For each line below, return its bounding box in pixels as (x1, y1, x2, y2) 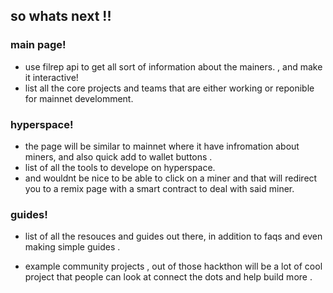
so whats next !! (10, 8, 112, 25)
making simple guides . (24, 241, 121, 253)
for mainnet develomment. (24, 92, 134, 104)
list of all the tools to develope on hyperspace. (24, 161, 216, 173)
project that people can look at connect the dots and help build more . (24, 271, 313, 283)
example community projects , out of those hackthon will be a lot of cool (24, 260, 323, 273)
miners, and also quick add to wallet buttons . (24, 150, 213, 163)
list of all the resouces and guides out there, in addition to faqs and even (24, 230, 323, 243)
